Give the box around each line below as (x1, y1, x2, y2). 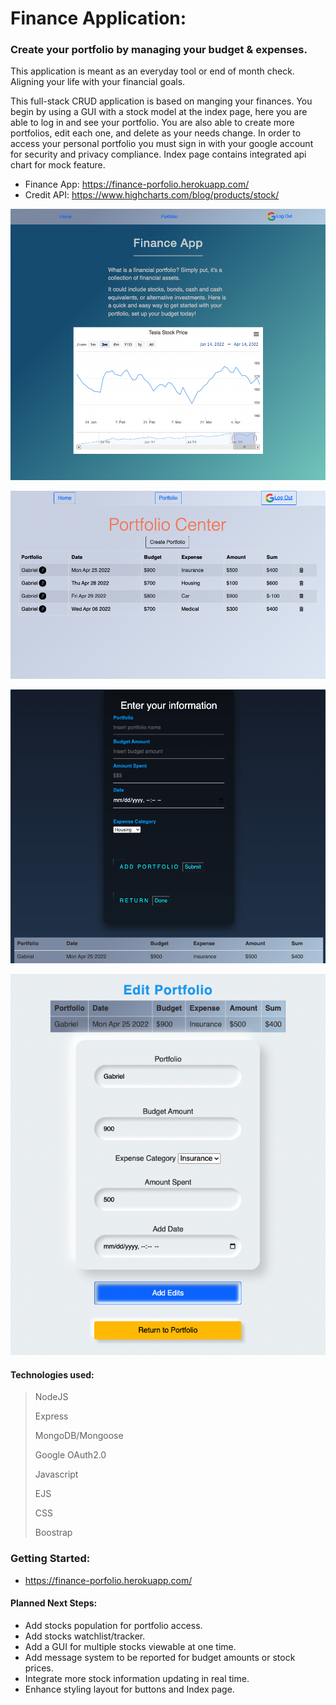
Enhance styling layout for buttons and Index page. (24, 1683, 235, 1695)
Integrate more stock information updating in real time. (24, 1672, 250, 1684)
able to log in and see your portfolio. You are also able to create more (10, 117, 295, 129)
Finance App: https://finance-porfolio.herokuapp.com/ (24, 178, 250, 191)
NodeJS (34, 1391, 69, 1403)
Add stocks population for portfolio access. (24, 1619, 203, 1631)
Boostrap (34, 1527, 73, 1539)
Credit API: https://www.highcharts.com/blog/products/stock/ (24, 189, 280, 201)
